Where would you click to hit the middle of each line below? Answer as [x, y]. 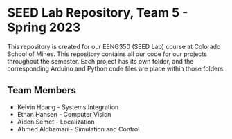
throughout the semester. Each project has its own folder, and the [100, 61]
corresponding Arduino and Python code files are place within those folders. [116, 68]
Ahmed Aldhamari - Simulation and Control [78, 129]
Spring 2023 [44, 27]
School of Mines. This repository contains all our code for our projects [107, 54]
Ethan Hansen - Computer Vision [64, 114]
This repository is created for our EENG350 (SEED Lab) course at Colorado [114, 46]
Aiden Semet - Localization [56, 122]
